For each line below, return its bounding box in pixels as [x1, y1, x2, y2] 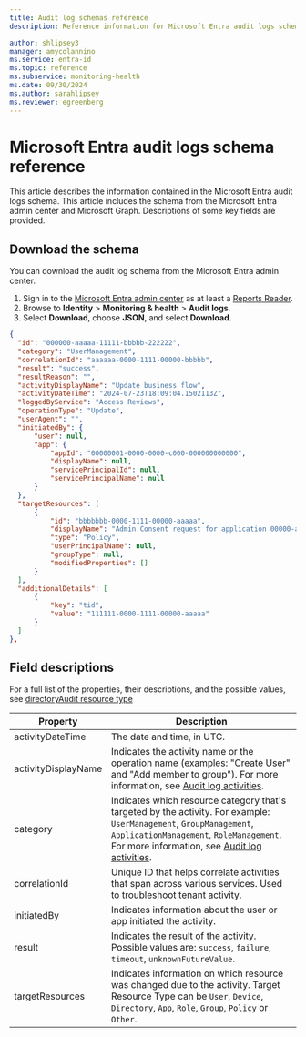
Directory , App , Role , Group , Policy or [110, 1001, 269, 1014]
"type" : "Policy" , [49, 534, 120, 543]
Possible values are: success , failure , [110, 941, 271, 954]
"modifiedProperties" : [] [49, 558, 148, 567]
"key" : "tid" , [49, 601, 104, 610]
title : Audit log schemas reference [9, 13, 148, 23]
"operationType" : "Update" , [17, 406, 125, 415]
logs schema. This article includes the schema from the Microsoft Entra [9, 196, 278, 207]
